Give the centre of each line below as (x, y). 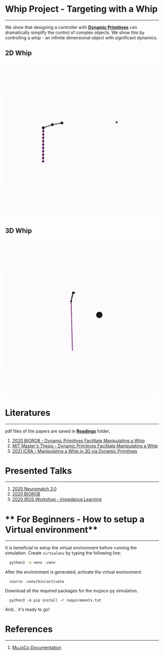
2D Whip (19, 53)
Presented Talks (39, 471)
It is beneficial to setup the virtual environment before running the (71, 548)
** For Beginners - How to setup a (75, 519)
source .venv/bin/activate (37, 582)
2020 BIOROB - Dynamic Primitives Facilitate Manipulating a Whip (78, 440)
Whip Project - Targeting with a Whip (81, 9)
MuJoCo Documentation (37, 648)
